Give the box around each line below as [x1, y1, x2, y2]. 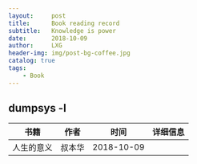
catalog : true [8, 57, 56, 65]
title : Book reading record [8, 19, 120, 27]
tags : [8, 64, 26, 72]
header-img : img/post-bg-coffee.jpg [8, 49, 131, 57]
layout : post [8, 11, 66, 20]
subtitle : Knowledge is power [8, 27, 116, 35]
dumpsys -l [8, 101, 66, 115]
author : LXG [8, 42, 62, 50]
